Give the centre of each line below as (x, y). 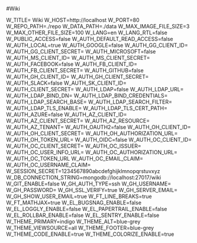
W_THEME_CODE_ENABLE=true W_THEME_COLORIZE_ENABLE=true (90, 234)
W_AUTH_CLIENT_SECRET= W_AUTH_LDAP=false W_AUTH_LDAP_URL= (95, 89)
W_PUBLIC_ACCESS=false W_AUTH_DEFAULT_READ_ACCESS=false (90, 39)
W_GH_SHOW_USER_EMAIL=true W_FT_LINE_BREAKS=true (79, 196)
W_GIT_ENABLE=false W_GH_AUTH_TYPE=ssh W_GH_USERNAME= (89, 184)
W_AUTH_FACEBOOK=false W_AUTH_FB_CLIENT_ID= (72, 64)
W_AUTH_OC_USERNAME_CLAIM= (49, 165)
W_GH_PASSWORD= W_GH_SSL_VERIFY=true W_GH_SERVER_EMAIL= (92, 190)
